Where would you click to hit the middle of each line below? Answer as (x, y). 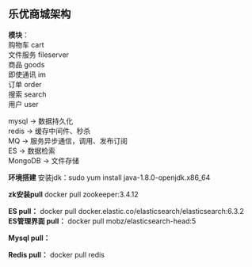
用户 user (24, 104)
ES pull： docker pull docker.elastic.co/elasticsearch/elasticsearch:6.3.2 (126, 211)
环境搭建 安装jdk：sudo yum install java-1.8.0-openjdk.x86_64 (109, 177)
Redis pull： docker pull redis (57, 254)
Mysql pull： (29, 238)
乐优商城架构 (40, 14)
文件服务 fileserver (39, 55)
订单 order (25, 84)
